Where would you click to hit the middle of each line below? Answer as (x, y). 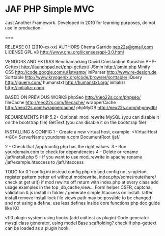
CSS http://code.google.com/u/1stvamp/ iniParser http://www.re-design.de (81, 72)
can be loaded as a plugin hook (37, 228)
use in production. (23, 27)
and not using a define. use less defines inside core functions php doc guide (82, 203)
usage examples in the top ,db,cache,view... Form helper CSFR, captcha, (79, 187)
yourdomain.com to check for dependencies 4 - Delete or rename (72, 152)
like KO (12, 208)
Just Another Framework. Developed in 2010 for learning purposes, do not (80, 23)
